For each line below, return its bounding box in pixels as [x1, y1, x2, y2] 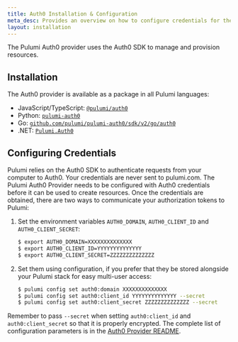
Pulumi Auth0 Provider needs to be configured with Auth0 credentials [7, 181, 210, 189]
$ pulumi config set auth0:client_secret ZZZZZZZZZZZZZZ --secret [17, 299, 218, 306]
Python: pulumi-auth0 [17, 111, 81, 120]
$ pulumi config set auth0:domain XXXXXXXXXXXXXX [17, 285, 168, 293]
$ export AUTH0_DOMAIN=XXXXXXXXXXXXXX [17, 238, 132, 246]
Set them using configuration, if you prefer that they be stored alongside [17, 264, 229, 273]
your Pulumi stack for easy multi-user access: [17, 272, 152, 280]
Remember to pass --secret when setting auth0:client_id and [7, 311, 191, 320]
